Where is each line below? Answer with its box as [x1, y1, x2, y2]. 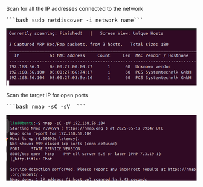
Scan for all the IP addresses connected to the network [6, 5, 144, 12]
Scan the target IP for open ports [6, 92, 88, 99]
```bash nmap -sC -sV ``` [6, 103, 86, 110]
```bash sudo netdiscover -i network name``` [6, 17, 144, 24]
